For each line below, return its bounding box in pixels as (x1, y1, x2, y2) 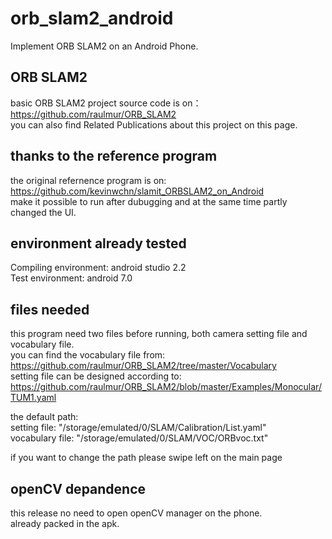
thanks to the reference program (10, 148, 218, 165)
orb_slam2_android (10, 7, 174, 30)
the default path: (10, 411, 79, 423)
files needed (10, 301, 90, 318)
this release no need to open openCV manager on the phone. (10, 507, 263, 519)
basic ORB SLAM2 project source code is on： (10, 97, 202, 109)
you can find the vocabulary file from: (10, 349, 166, 361)
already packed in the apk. (10, 518, 120, 529)
